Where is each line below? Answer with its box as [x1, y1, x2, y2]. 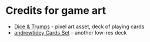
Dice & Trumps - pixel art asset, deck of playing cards [14, 23, 145, 30]
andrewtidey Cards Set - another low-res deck [14, 29, 127, 36]
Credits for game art [5, 4, 106, 17]
